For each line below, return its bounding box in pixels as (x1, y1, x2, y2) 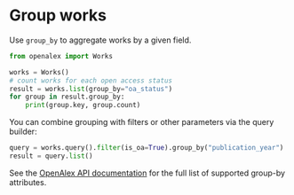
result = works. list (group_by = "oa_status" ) (9, 84, 173, 93)
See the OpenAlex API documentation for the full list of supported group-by (9, 168, 286, 178)
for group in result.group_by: (9, 92, 125, 102)
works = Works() (9, 67, 69, 76)
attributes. (9, 176, 47, 187)
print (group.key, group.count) (25, 101, 141, 110)
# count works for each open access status (9, 76, 173, 85)
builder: (9, 126, 37, 137)
